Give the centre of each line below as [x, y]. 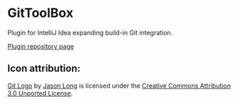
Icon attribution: [44, 69]
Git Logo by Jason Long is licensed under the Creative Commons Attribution [119, 86]
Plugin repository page [41, 46]
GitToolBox [40, 13]
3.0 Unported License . [40, 93]
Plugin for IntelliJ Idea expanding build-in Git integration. [90, 33]
